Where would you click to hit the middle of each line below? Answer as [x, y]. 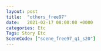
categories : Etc [26, 28]
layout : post [22, 11]
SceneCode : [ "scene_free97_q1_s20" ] [51, 39]
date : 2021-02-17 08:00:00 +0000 [50, 22]
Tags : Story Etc [26, 33]
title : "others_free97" [36, 17]
